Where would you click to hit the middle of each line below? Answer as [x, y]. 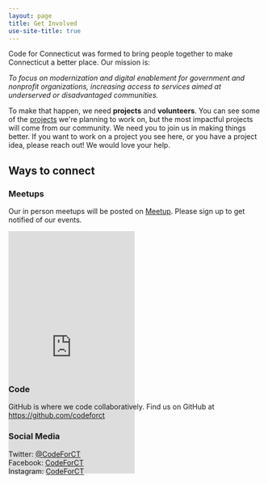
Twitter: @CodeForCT [44, 454]
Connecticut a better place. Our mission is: [80, 62]
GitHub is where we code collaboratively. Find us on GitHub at [111, 407]
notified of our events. [45, 220]
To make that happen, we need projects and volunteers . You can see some [134, 111]
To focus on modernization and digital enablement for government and [126, 78]
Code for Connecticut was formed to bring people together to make [121, 54]
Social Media [34, 436]
